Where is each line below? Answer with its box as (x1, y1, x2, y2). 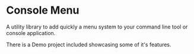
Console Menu (6, 4, 79, 17)
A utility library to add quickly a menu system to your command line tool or (6, 23, 188, 30)
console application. (6, 29, 56, 36)
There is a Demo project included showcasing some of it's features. (6, 41, 171, 48)
